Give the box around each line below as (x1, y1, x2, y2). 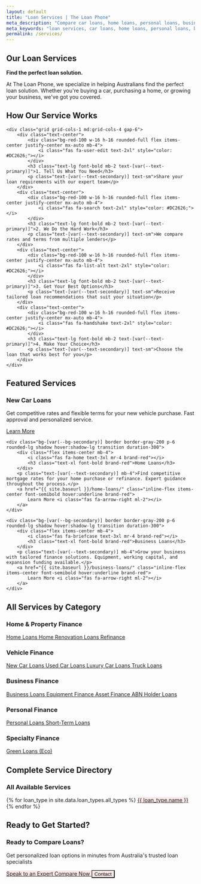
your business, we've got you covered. (6, 93, 102, 100)
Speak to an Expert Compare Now (6, 870, 90, 877)
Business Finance (6, 677, 59, 685)
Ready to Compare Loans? (6, 838, 85, 846)
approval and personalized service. (6, 416, 93, 423)
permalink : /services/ (6, 31, 63, 37)
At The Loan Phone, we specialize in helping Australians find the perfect (6, 80, 184, 87)
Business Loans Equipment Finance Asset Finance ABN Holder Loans (6, 690, 178, 697)
